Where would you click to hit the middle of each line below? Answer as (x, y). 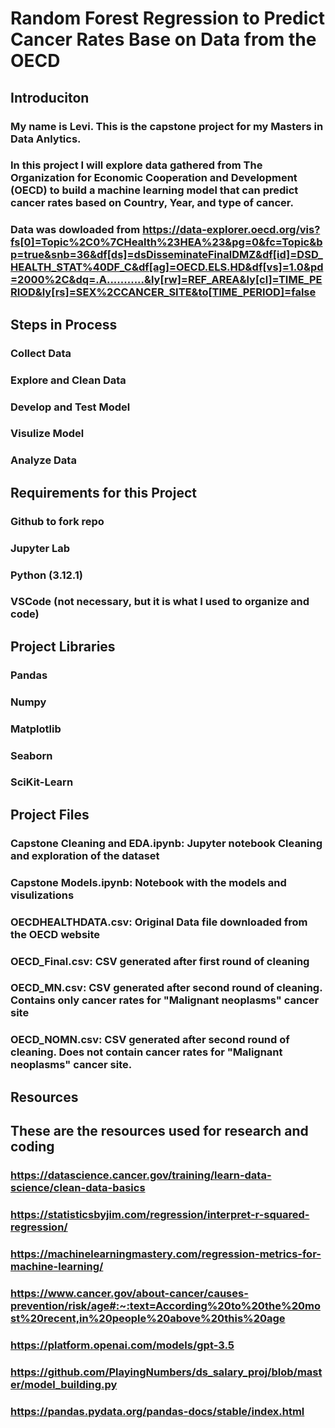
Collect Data (41, 353)
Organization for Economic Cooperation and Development (154, 178)
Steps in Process (64, 324)
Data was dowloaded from (75, 230)
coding (32, 1147)
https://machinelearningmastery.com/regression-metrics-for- (166, 1254)
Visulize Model (47, 434)
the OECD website (55, 934)
